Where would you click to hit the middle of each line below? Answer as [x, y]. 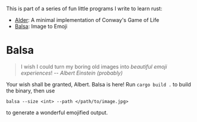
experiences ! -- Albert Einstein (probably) [72, 73]
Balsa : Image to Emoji [41, 26]
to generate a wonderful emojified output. [57, 113]
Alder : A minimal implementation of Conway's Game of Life [87, 20]
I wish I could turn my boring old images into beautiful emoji [94, 66]
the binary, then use [31, 91]
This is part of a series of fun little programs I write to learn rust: [84, 9]
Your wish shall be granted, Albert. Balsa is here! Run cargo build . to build [99, 84]
